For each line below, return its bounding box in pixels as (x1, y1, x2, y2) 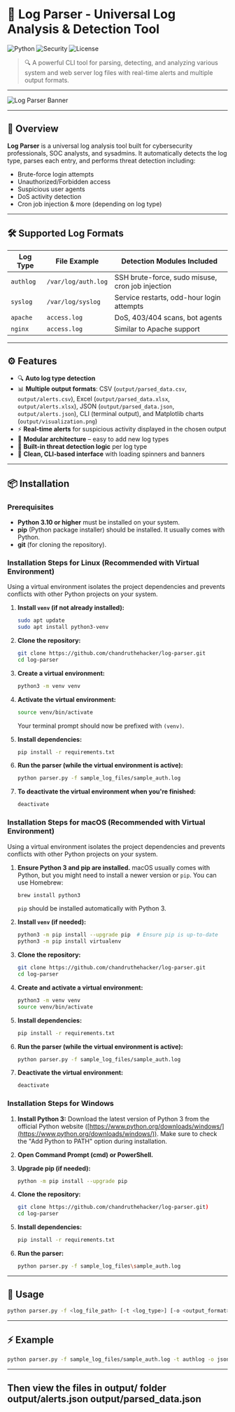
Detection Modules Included (121, 256, 218, 265)
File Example (55, 256, 99, 265)
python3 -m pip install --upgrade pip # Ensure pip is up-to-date (17, 932, 219, 939)
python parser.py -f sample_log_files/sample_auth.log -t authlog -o (7, 1356, 215, 1363)
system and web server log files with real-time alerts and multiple (24, 68, 213, 76)
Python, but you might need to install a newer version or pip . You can (17, 871, 217, 879)
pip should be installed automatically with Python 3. (17, 904, 166, 913)
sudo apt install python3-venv (17, 623, 109, 631)
